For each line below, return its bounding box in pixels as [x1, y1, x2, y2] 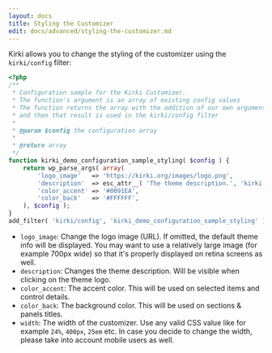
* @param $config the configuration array [11, 127, 158, 135]
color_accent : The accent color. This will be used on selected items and [19, 283, 261, 293]
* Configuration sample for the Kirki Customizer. [11, 88, 186, 97]
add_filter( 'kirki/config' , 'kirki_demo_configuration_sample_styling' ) [8, 217, 266, 225]
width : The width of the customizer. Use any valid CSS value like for [19, 317, 246, 327]
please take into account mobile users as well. [19, 334, 175, 345]
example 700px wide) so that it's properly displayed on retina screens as [19, 248, 263, 258]
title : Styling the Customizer [8, 19, 114, 28]
